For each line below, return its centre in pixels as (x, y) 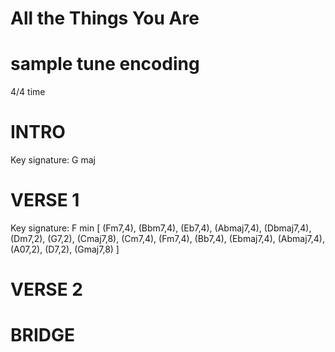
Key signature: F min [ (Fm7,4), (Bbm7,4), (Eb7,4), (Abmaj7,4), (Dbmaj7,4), (161, 228)
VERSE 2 (46, 289)
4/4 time (28, 92)
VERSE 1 (45, 200)
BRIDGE (43, 335)
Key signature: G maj (53, 160)
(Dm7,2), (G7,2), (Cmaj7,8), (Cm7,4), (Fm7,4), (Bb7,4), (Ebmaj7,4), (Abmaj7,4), (167, 238)
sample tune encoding (105, 64)
